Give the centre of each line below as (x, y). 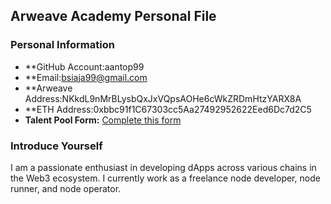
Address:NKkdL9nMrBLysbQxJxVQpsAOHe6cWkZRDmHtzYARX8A (163, 98)
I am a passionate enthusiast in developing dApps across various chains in (163, 167)
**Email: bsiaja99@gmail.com (86, 77)
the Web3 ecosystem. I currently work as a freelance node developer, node (165, 178)
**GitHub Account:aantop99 (84, 66)
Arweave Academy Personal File (113, 16)
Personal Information (62, 45)
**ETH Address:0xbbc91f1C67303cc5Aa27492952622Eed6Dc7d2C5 (168, 109)
